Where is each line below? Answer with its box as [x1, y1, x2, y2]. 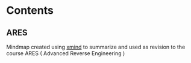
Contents [6, 4, 54, 17]
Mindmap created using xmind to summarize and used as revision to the [6, 43, 186, 50]
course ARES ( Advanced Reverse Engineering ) [6, 50, 125, 57]
